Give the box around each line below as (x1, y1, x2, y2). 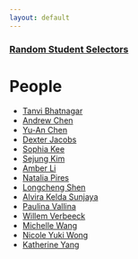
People (9, 76, 63, 96)
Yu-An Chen (22, 125, 68, 136)
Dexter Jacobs (22, 134, 77, 145)
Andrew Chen (22, 115, 73, 126)
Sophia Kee (22, 144, 65, 155)
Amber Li (22, 163, 56, 174)
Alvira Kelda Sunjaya (22, 192, 99, 202)
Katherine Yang (22, 239, 80, 250)
